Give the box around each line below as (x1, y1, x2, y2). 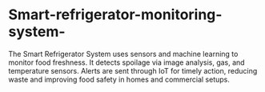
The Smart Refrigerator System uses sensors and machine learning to (8, 49, 239, 58)
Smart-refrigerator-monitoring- (8, 6, 223, 24)
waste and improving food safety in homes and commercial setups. (8, 74, 231, 84)
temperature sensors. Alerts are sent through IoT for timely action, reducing (8, 66, 258, 75)
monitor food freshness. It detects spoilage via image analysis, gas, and (8, 58, 246, 67)
